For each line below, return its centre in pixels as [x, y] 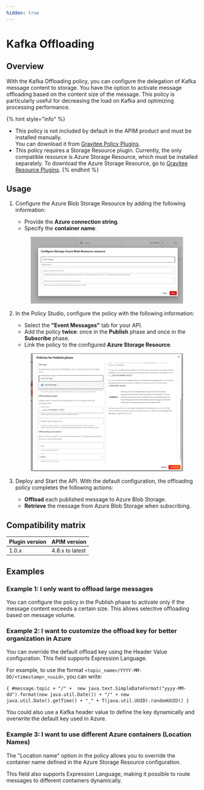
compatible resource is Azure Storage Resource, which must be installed [106, 156]
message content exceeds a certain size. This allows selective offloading [98, 609]
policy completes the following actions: [64, 488]
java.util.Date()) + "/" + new [90, 695]
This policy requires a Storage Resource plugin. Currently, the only [98, 150]
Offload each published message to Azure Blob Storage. [95, 499]
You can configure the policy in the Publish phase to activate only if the [95, 602]
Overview [25, 66]
